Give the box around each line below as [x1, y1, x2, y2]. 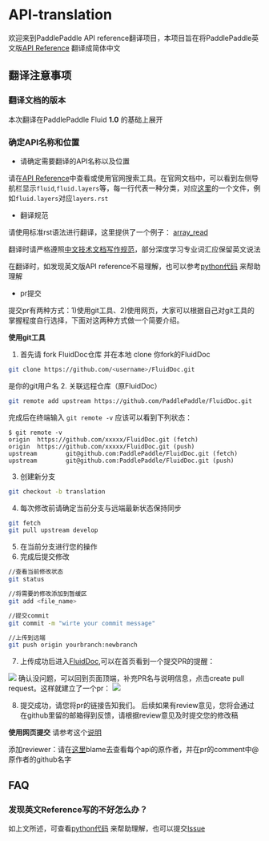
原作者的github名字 [8, 754, 72, 764]
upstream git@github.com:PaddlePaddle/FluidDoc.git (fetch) [8, 449, 239, 457]
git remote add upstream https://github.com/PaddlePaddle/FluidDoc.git [8, 396, 252, 405]
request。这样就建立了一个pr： [8, 683, 111, 694]
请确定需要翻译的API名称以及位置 [19, 156, 130, 166]
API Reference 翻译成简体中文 [22, 42, 121, 53]
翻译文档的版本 [8, 95, 66, 106]
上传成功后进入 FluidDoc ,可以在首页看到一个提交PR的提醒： [19, 657, 215, 666]
